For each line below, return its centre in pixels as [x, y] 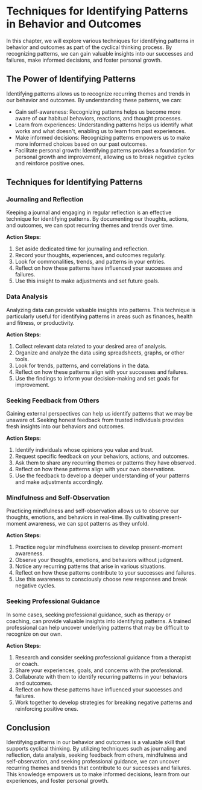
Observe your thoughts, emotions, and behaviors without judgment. [99, 560]
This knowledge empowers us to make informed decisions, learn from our [98, 774]
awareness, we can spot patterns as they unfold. [89, 524]
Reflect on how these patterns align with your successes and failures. [101, 372]
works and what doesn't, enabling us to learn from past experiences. [100, 131]
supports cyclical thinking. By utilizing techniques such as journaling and [96, 749]
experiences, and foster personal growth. [58, 781]
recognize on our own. [34, 634]
